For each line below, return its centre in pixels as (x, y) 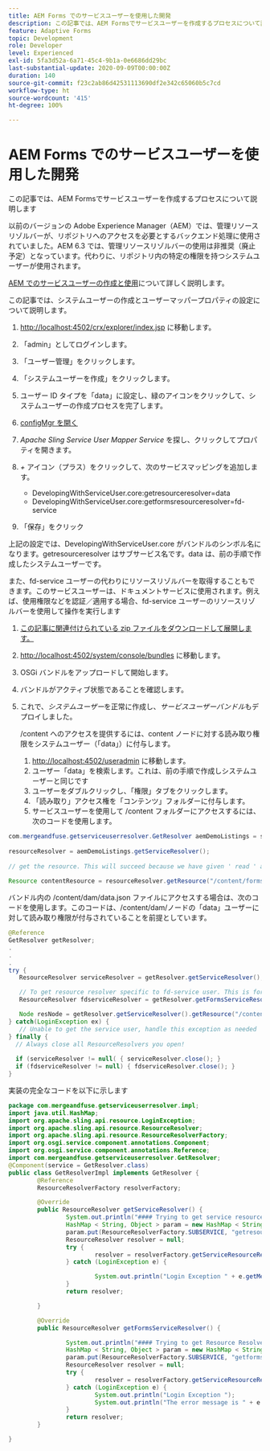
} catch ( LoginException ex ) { (59, 1022)
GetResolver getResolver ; (51, 941)
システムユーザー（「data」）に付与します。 (104, 744)
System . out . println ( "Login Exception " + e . (170, 1277)
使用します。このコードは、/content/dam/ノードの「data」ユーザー (141, 908)
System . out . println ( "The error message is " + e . (179, 1402)
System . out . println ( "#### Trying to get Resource (150, 1342)
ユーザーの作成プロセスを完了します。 (104, 406)
